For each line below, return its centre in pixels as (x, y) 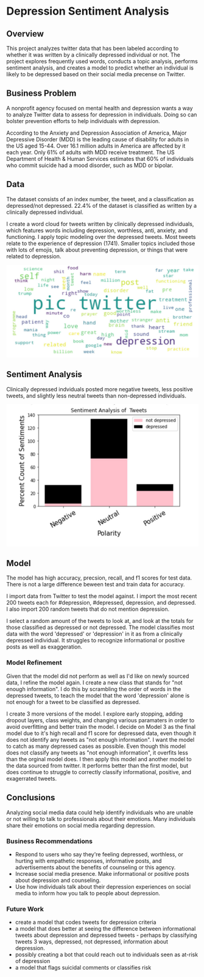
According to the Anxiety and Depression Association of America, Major (97, 133)
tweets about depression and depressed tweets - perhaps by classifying (106, 935)
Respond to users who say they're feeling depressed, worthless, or (99, 854)
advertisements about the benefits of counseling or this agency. (95, 867)
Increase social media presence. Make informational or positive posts (102, 873)
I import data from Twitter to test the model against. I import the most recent (102, 596)
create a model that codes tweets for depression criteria (86, 922)
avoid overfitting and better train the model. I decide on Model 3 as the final (101, 727)
